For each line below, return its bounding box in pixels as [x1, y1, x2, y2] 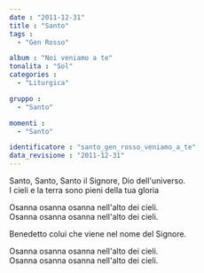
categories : [9, 70, 58, 80]
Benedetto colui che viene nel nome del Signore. [9, 229, 187, 239]
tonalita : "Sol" [9, 62, 74, 71]
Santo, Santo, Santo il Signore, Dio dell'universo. [9, 175, 186, 186]
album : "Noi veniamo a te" [9, 54, 114, 63]
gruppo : [9, 94, 42, 103]
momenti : [9, 119, 46, 128]
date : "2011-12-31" [9, 12, 86, 22]
